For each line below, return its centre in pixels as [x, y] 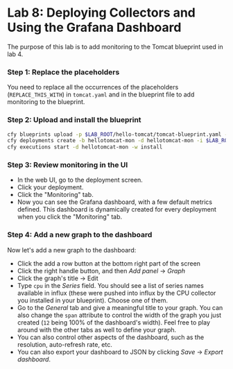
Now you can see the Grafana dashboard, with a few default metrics [115, 202]
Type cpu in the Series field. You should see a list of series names [111, 285]
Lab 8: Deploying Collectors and [101, 13]
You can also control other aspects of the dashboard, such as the [111, 337]
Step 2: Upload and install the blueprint [74, 120]
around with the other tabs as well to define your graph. [97, 329]
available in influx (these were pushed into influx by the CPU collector [116, 293]
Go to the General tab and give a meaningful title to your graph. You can [120, 307]
